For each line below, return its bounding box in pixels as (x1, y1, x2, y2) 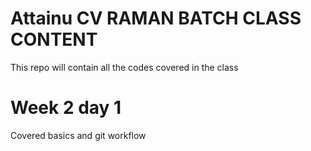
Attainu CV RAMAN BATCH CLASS (10, 7, 302, 30)
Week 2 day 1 (10, 97, 122, 119)
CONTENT (10, 28, 98, 51)
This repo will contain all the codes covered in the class (10, 61, 239, 73)
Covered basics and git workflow (10, 129, 147, 141)
